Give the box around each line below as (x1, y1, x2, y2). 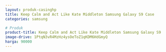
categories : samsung (5, 16, 48, 21)
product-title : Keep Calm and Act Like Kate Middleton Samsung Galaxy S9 (5, 30, 162, 35)
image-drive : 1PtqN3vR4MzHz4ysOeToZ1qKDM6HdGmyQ (5, 35, 108, 40)
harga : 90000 (5, 39, 32, 45)
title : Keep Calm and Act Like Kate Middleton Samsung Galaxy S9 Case (5, 12, 155, 17)
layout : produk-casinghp (5, 7, 57, 12)
